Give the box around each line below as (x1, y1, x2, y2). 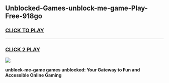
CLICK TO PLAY (5, 27, 44, 34)
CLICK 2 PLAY (5, 46, 40, 53)
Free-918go (5, 12, 43, 21)
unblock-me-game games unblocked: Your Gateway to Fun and (5, 66, 140, 72)
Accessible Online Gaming (5, 72, 62, 78)
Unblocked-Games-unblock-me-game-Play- (5, 4, 148, 13)
